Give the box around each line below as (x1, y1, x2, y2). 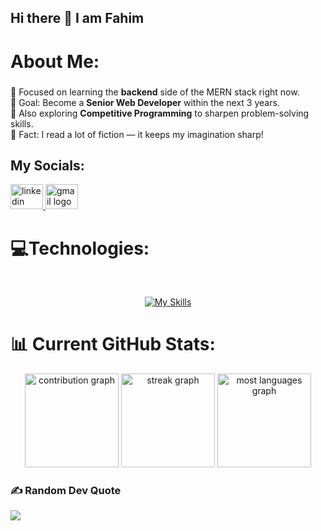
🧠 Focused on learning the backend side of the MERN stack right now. (10, 86, 300, 98)
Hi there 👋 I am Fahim (10, 10, 145, 27)
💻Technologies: (10, 237, 150, 260)
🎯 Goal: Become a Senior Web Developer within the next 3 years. (10, 96, 280, 108)
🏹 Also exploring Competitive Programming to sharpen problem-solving (10, 107, 310, 119)
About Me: (10, 50, 100, 73)
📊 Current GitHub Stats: (10, 333, 216, 356)
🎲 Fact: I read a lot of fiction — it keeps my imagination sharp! (10, 128, 264, 140)
